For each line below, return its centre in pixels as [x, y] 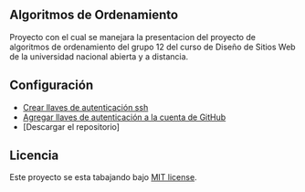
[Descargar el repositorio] [71, 126]
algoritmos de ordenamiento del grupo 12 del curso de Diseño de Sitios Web [152, 47]
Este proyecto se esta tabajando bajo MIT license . [104, 177]
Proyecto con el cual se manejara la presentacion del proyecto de [132, 37]
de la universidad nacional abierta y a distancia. [99, 56]
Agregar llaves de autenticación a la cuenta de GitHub [124, 117]
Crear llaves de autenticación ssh [85, 107]
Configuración [52, 85]
